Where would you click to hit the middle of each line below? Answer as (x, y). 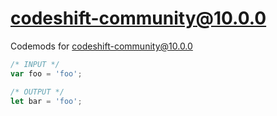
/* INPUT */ (35, 64)
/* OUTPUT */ (37, 92)
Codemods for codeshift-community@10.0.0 (101, 46)
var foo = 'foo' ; (46, 73)
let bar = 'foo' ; (46, 101)
